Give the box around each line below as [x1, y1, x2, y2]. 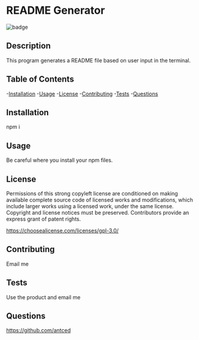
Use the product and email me [6, 293, 81, 300]
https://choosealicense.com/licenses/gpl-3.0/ [6, 227, 119, 234]
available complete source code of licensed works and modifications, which [6, 196, 193, 203]
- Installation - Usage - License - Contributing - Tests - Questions [6, 90, 158, 97]
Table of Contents [6, 74, 75, 85]
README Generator [6, 4, 105, 17]
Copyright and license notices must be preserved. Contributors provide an [6, 209, 189, 216]
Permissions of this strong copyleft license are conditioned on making [6, 190, 178, 197]
